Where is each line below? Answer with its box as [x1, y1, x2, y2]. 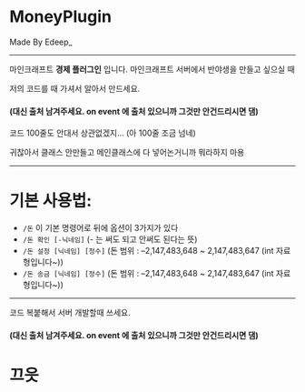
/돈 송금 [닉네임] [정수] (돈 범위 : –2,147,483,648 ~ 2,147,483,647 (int [22, 268, 274, 279]
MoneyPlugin [9, 6, 112, 27]
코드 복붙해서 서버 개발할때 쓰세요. [9, 307, 131, 318]
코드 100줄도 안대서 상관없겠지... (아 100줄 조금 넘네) [9, 127, 197, 138]
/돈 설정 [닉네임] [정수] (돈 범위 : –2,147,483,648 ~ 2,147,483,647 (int [22, 246, 274, 256]
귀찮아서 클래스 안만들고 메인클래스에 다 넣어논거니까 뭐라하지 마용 [9, 147, 245, 158]
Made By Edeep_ [9, 36, 73, 47]
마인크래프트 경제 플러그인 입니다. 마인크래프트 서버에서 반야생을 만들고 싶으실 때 [9, 64, 295, 75]
